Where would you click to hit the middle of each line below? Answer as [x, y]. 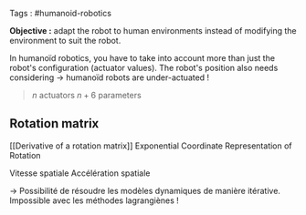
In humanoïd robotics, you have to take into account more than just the [142, 58]
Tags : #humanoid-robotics [61, 13]
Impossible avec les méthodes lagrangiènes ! [95, 200]
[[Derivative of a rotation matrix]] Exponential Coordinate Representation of [151, 146]
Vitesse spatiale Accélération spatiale [80, 173]
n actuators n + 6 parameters [86, 95]
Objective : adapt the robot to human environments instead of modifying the [153, 31]
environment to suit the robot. [65, 41]
